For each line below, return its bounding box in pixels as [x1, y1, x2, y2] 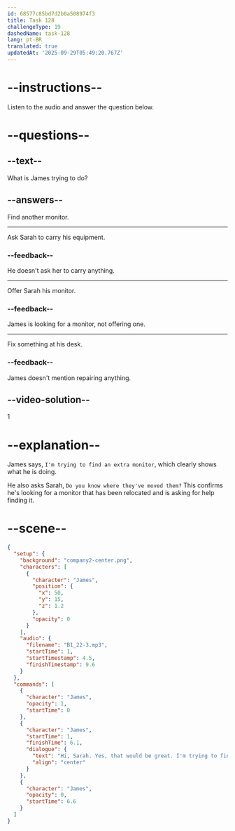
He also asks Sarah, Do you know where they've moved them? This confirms [7, 481, 224, 489]
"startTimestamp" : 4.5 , [25, 655, 96, 662]
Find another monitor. [7, 212, 69, 221]
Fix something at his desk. [7, 340, 83, 349]
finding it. [7, 496, 35, 505]
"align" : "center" [32, 759, 86, 766]
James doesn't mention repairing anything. [7, 373, 131, 382]
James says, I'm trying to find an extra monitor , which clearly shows [7, 460, 217, 468]
